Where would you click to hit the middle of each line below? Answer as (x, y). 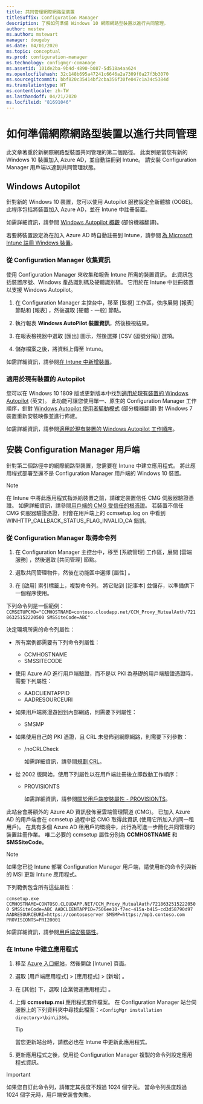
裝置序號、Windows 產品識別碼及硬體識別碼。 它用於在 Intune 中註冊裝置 (103, 282)
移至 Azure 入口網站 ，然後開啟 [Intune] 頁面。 (72, 964)
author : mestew (25, 29)
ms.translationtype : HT (36, 86)
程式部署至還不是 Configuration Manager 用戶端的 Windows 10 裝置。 (98, 473)
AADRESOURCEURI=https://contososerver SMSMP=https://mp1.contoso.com (96, 915)
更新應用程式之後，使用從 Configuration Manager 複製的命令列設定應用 (104, 1055)
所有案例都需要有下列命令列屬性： (57, 642)
